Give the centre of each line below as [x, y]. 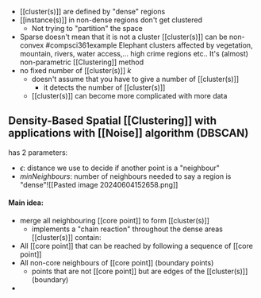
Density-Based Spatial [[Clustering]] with [112, 121]
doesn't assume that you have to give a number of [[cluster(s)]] [135, 79]
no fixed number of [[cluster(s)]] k [75, 70]
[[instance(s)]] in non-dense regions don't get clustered [111, 20]
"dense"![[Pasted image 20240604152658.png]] [99, 184]
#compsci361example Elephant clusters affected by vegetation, [149, 45]
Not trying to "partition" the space [87, 28]
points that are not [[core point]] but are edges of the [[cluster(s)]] [140, 271]
